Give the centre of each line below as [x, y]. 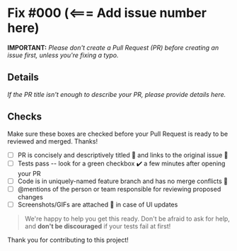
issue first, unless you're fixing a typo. [63, 55]
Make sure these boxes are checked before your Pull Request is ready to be [118, 134]
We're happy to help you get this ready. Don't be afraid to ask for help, [127, 218]
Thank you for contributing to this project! [68, 240]
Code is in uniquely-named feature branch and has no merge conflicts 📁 [123, 181]
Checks [25, 117]
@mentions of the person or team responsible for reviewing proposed [119, 189]
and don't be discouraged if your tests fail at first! [98, 226]
